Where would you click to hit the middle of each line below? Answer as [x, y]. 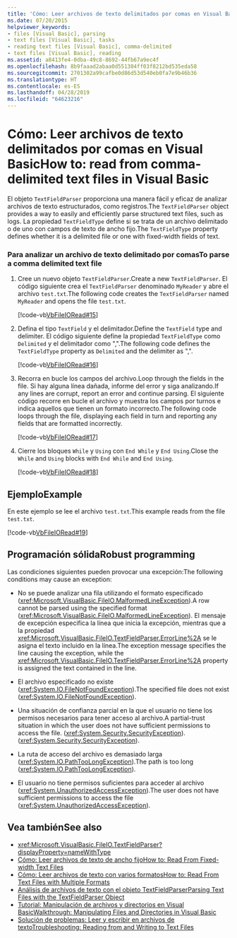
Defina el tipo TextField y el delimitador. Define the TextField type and [120, 328]
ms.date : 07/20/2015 [38, 20]
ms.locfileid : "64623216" [45, 100]
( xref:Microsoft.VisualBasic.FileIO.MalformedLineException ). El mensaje [122, 615]
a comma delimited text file [55, 263]
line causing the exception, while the [71, 653]
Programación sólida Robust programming [101, 555]
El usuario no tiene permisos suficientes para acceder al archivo [111, 783]
